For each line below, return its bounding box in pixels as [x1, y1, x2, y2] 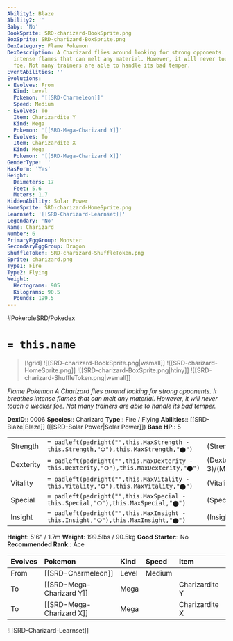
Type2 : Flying [7, 269, 49, 276]
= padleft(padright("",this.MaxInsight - [47, 509, 186, 517]
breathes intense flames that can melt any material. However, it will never [7, 395, 218, 403]
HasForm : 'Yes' [7, 165, 51, 173]
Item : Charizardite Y [13, 113, 76, 120]
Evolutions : [7, 74, 42, 82]
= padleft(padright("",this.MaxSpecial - [47, 492, 186, 500]
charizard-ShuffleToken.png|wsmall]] [24, 374, 131, 382]
